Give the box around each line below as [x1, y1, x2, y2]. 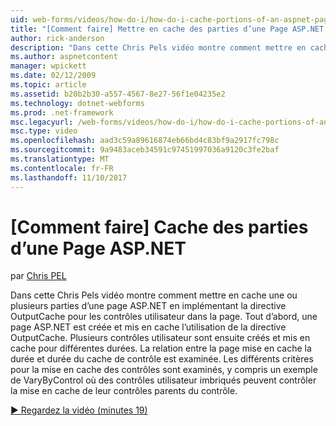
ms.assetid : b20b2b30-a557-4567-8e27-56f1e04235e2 [10, 89, 226, 99]
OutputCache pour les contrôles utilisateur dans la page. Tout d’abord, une [10, 311, 318, 323]
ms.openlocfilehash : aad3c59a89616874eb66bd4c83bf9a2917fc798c [10, 136, 280, 146]
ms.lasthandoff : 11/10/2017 [10, 172, 128, 183]
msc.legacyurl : [10, 117, 74, 127]
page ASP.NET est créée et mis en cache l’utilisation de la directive [10, 321, 287, 333]
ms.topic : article [10, 80, 87, 90]
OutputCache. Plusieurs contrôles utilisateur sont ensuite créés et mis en [10, 332, 311, 344]
